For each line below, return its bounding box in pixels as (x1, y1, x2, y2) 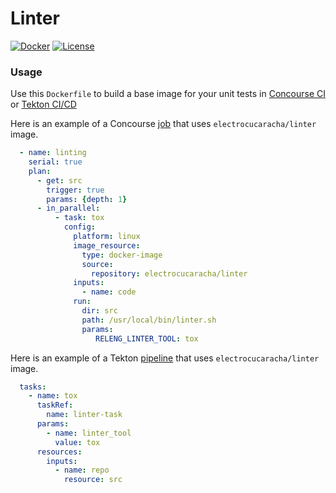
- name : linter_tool (46, 428, 132, 438)
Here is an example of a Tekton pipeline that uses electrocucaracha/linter (10, 352, 320, 364)
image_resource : (73, 240, 141, 251)
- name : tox (28, 391, 78, 401)
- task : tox (54, 213, 105, 223)
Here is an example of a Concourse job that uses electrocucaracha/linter (10, 118, 317, 130)
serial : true (28, 157, 83, 167)
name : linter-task (46, 410, 123, 420)
